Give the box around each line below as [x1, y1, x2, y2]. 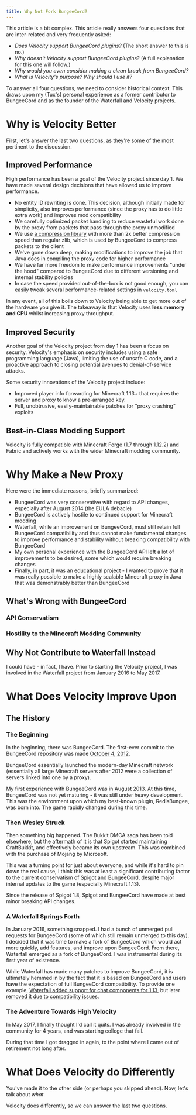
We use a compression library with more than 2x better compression [14, 230, 180, 238]
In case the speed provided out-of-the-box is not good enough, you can [14, 280, 189, 287]
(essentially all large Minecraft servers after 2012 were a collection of [6, 768, 173, 775]
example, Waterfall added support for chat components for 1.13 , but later [6, 987, 180, 994]
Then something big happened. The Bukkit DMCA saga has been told [6, 832, 173, 839]
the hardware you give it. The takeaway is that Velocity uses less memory [6, 304, 185, 311]
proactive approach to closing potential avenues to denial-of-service [6, 361, 171, 369]
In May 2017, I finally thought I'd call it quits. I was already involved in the [6, 1021, 181, 1028]
